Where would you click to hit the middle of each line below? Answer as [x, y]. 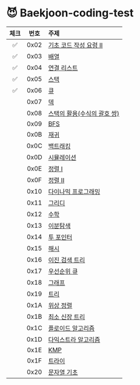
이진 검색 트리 [67, 260]
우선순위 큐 [63, 271]
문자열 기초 [63, 372]
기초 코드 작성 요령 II [75, 45]
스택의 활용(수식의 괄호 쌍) [84, 114]
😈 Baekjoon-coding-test [70, 13]
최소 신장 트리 [67, 317]
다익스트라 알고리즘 [74, 339]
